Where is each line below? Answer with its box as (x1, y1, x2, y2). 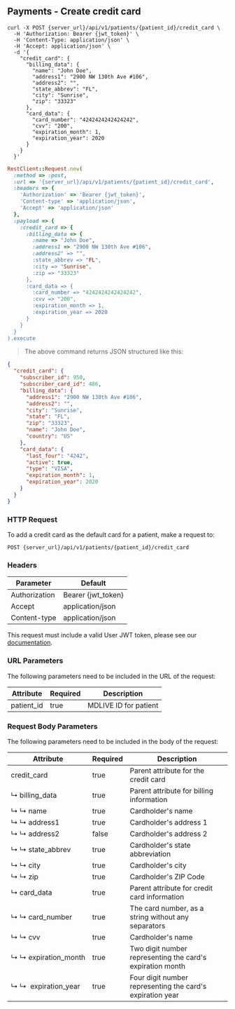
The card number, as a (129, 903, 204, 913)
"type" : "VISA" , (25, 466, 73, 473)
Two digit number (129, 943, 187, 953)
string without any (129, 912, 190, 921)
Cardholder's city (129, 860, 187, 870)
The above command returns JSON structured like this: (24, 347, 184, 356)
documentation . (7, 638, 53, 647)
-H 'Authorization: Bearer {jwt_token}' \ (13, 30, 139, 37)
